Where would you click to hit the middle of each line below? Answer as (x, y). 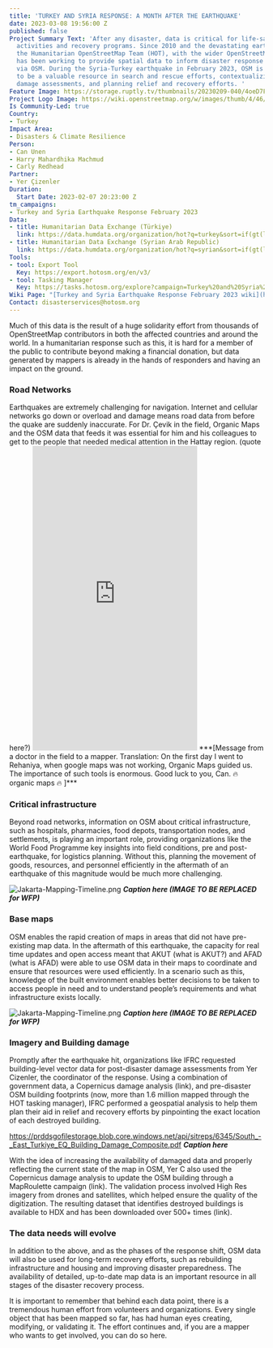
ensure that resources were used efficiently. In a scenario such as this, (127, 971)
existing (22, 945)
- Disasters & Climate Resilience (68, 136)
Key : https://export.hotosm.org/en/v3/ (84, 273)
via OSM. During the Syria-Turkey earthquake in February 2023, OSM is (140, 69)
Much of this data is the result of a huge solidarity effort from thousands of (134, 325)
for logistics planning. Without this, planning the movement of (154, 856)
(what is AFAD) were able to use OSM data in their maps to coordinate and (133, 963)
